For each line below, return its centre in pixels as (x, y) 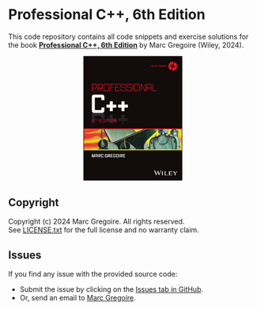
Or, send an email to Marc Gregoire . (77, 298)
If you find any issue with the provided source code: (93, 274)
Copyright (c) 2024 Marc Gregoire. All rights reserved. (96, 222)
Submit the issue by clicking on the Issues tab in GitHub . (111, 289)
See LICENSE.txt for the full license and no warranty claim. (104, 230)
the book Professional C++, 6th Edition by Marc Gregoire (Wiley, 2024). (126, 44)
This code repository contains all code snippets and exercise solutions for (128, 36)
